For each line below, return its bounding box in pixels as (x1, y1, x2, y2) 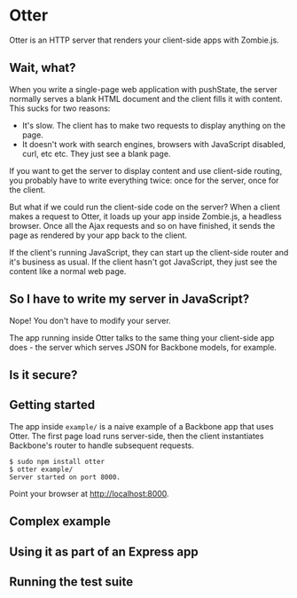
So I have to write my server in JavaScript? (9, 292, 250, 307)
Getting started (9, 397, 96, 413)
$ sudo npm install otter (9, 457, 105, 466)
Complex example (9, 514, 111, 529)
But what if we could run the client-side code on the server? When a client (9, 201, 281, 212)
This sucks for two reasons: (9, 103, 111, 114)
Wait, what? (9, 60, 77, 75)
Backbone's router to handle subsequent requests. (9, 440, 195, 451)
